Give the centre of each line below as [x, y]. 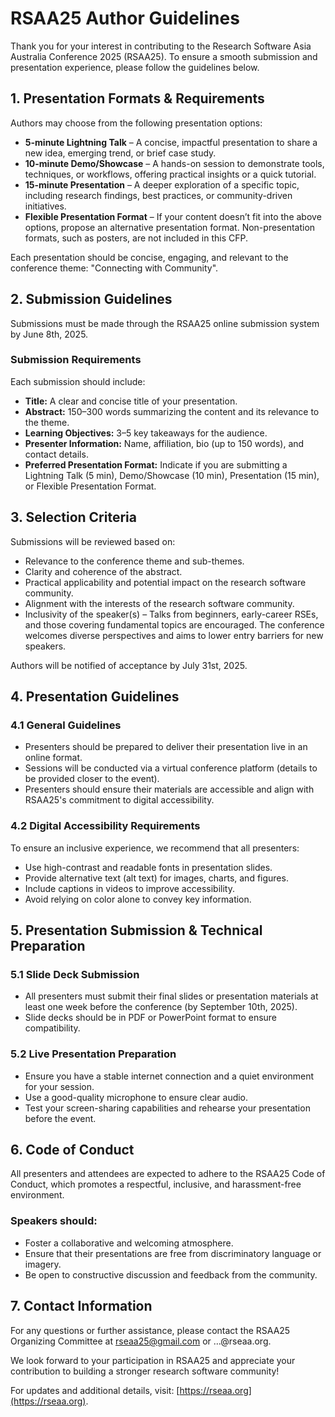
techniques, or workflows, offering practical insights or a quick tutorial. [170, 174]
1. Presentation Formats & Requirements [137, 98]
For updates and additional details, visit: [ [95, 1390]
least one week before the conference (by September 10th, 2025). [161, 1007]
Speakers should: [54, 1221]
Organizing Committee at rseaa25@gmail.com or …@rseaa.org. [141, 1341]
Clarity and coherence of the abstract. [103, 571]
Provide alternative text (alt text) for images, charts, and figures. [156, 878]
